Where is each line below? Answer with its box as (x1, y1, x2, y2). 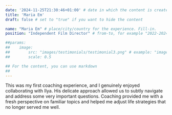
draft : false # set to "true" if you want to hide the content (5, 17, 143, 22)
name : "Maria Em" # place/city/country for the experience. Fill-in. (5, 26, 157, 31)
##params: (5, 40, 27, 45)
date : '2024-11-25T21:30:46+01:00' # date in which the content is (5, 7, 153, 13)
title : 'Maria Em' (5, 12, 45, 17)
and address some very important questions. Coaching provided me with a (5, 93, 163, 100)
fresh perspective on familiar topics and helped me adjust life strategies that (5, 99, 166, 105)
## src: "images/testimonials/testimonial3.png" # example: (5, 50, 153, 55)
